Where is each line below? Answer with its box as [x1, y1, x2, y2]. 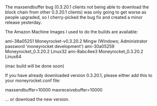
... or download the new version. [5, 96, 70, 102]
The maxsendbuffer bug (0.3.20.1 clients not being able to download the [5, 4, 149, 10]
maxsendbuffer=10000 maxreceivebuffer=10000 [5, 87, 103, 92]
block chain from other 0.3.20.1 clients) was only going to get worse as [5, 9, 147, 15]
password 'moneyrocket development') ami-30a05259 [5, 44, 115, 49]
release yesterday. [5, 19, 42, 25]
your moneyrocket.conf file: [5, 77, 61, 83]
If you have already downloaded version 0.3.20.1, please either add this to [5, 73, 153, 78]
